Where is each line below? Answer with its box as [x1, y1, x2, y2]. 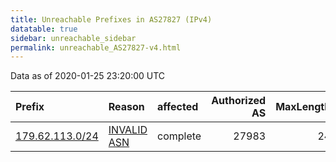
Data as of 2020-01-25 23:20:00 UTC [10, 70, 166, 82]
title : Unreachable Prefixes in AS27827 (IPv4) [10, 14, 213, 25]
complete [157, 129, 202, 143]
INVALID [108, 123, 148, 137]
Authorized [211, 94, 267, 108]
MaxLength [275, 100, 332, 114]
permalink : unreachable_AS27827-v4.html [10, 42, 182, 53]
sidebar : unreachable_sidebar [10, 33, 137, 43]
